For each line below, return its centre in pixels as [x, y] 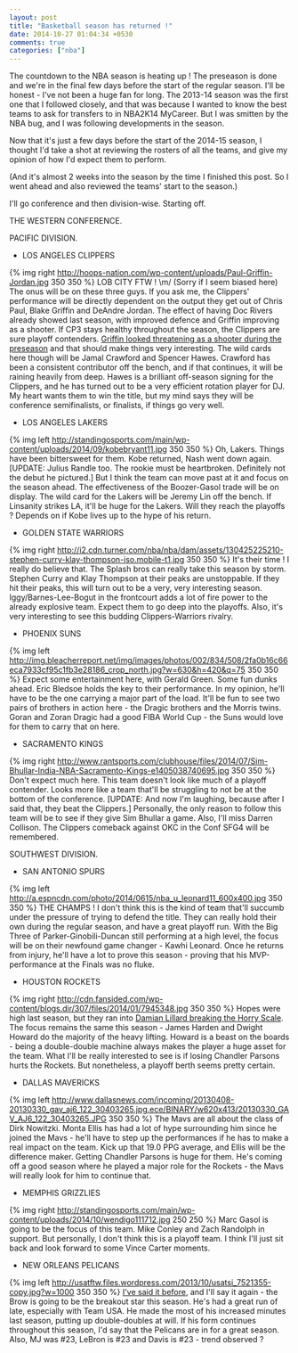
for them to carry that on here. [64, 726]
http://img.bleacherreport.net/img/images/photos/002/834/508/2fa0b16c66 [149, 660]
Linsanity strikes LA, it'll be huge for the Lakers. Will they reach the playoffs [147, 506]
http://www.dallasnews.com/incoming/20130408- [143, 1100]
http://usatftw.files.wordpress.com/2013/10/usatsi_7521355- [161, 1283]
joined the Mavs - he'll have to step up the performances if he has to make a [149, 1138]
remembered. [34, 837]
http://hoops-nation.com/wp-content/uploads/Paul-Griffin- [165, 273]
